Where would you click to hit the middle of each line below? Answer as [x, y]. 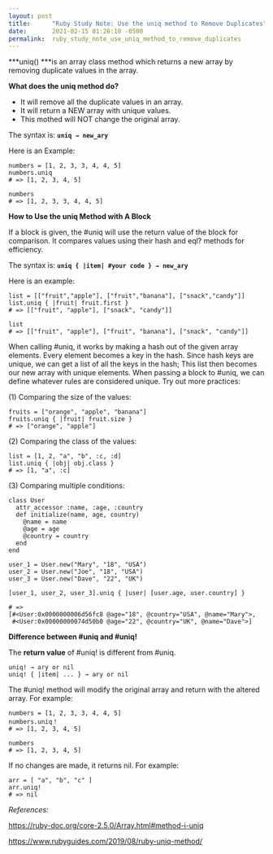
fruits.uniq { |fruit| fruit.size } [70, 419]
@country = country [56, 536]
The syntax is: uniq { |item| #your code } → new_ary [98, 265]
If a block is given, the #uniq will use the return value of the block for [123, 232]
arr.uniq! [25, 788]
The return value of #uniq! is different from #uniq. [92, 653]
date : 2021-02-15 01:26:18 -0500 [76, 31]
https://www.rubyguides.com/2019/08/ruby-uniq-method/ [106, 841]
